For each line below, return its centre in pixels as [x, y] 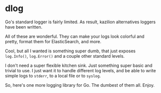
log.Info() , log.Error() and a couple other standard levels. [65, 56]
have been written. [24, 27]
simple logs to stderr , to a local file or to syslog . [53, 76]
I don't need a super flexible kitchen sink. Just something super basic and [79, 65]
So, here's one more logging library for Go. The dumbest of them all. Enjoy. [80, 85]
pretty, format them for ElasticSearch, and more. [53, 41]
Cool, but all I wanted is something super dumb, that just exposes [70, 51]
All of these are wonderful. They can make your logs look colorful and [75, 36]
